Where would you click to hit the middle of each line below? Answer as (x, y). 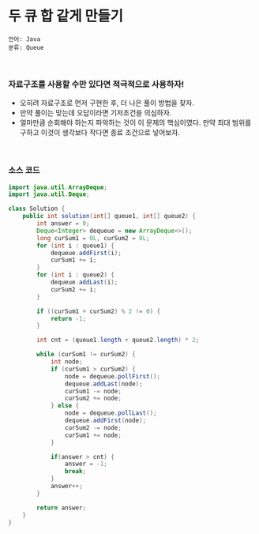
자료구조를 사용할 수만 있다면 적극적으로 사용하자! (96, 84)
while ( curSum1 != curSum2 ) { (86, 355)
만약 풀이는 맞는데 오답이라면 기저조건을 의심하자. (96, 113)
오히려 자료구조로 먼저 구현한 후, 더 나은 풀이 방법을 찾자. (107, 103)
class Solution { (37, 209)
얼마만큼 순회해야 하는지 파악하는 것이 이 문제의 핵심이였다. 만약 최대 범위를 (135, 122)
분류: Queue (26, 47)
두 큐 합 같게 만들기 (66, 16)
